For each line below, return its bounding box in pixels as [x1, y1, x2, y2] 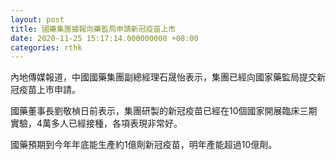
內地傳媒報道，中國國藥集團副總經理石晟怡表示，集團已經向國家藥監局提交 [10, 71, 317, 83]
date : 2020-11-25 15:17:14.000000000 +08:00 [10, 33, 199, 43]
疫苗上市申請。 [18, 84, 81, 96]
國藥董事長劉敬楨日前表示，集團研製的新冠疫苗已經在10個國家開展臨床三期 [10, 105, 318, 117]
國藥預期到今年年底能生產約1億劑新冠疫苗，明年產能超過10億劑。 [10, 139, 278, 151]
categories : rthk [10, 42, 83, 53]
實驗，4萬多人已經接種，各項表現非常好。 [10, 117, 183, 130]
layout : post [10, 14, 65, 25]
